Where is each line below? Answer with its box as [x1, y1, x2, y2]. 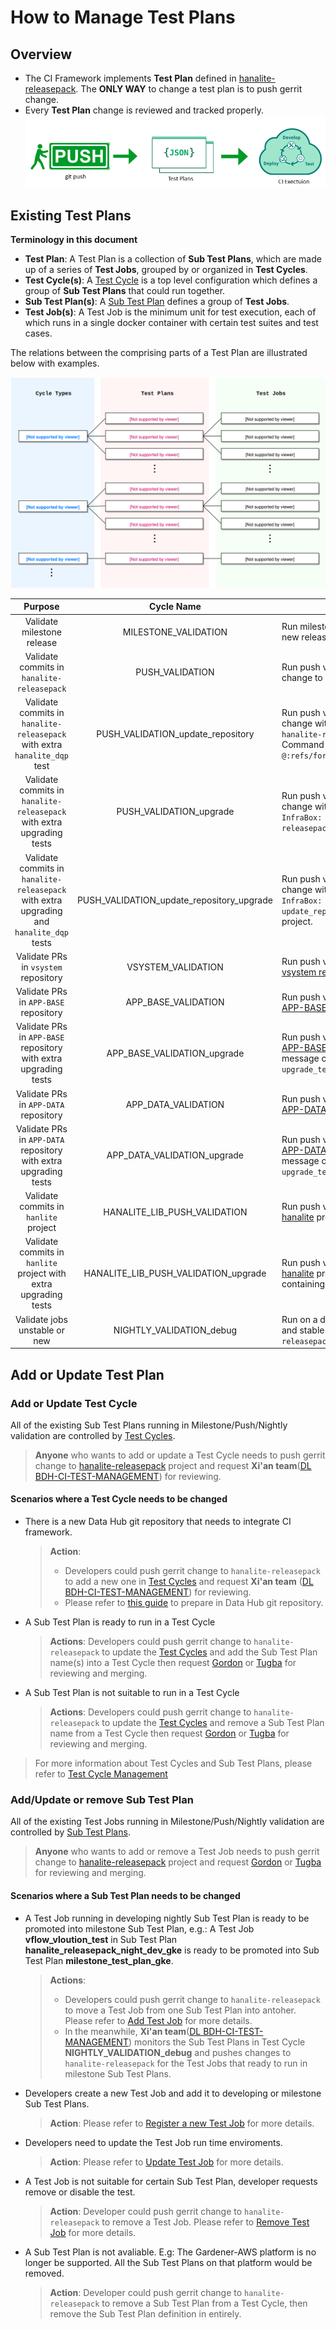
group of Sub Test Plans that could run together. [24, 285, 226, 297]
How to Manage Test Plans [10, 6, 236, 29]
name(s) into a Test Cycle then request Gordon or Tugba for [49, 1657, 297, 1669]
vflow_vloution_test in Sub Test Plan [24, 1933, 178, 1945]
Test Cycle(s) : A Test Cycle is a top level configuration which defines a [24, 274, 318, 286]
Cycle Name [149, 601, 202, 613]
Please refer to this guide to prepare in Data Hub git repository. [64, 1597, 324, 1609]
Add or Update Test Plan [10, 1366, 165, 1383]
